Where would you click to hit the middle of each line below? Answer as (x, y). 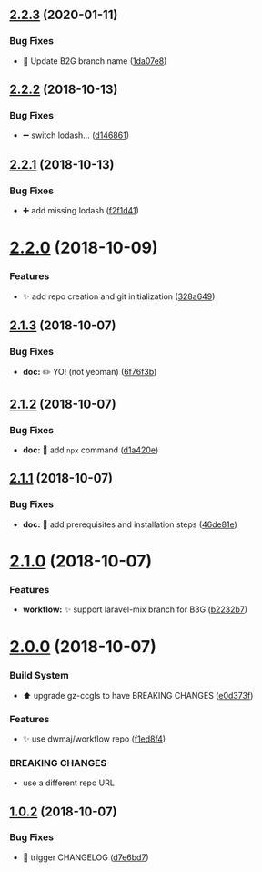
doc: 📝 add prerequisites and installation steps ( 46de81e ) (130, 524)
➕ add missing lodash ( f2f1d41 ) (81, 211)
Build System (40, 676)
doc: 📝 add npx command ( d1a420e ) (91, 450)
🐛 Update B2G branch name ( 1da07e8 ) (95, 61)
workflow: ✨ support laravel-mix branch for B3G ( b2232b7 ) (135, 609)
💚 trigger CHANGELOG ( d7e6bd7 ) (86, 857)
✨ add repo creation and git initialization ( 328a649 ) (119, 296)
